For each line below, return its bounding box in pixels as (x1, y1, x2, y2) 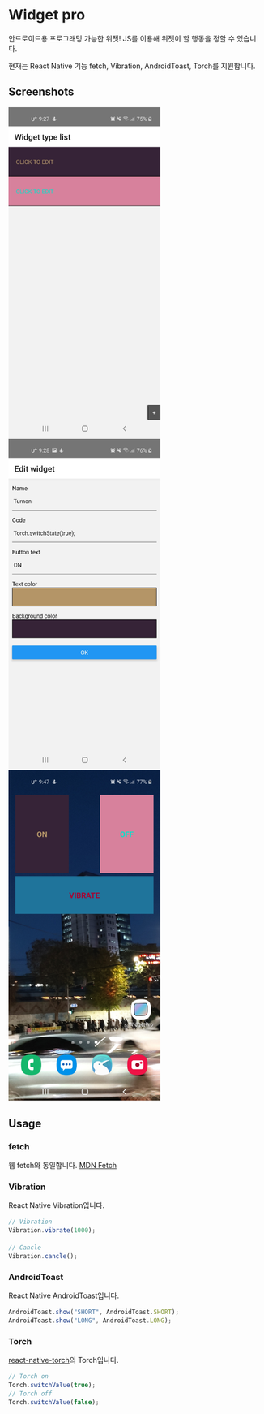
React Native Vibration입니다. (8, 1201, 105, 1210)
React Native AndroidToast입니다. (8, 1291, 120, 1300)
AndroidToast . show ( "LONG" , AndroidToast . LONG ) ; (8, 1317, 172, 1325)
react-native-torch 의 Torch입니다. (8, 1355, 119, 1364)
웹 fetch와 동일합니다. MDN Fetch (8, 1160, 117, 1170)
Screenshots (8, 85, 75, 99)
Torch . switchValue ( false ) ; (8, 1398, 100, 1406)
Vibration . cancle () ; (8, 1252, 79, 1260)
